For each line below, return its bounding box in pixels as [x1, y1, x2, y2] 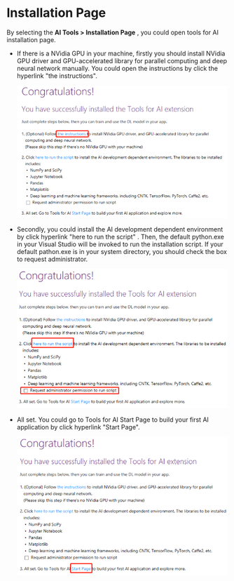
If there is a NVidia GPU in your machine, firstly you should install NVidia [16, 49, 226, 58]
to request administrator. [16, 255, 88, 264]
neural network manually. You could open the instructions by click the [16, 64, 219, 72]
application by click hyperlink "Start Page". [16, 423, 141, 432]
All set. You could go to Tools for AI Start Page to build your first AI [16, 415, 209, 424]
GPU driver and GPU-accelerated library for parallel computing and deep [16, 56, 228, 65]
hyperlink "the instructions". [16, 72, 97, 80]
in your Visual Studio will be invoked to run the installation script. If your [16, 240, 223, 248]
